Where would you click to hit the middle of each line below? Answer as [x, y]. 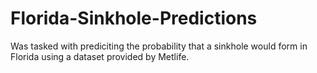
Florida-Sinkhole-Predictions [134, 18]
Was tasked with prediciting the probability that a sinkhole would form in [159, 46]
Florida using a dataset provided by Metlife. [100, 56]
